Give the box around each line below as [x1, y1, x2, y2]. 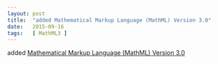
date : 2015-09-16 [7, 23, 64, 30]
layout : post [7, 10, 46, 17]
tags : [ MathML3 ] [7, 29, 68, 37]
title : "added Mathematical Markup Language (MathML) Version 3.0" [7, 17, 212, 24]
